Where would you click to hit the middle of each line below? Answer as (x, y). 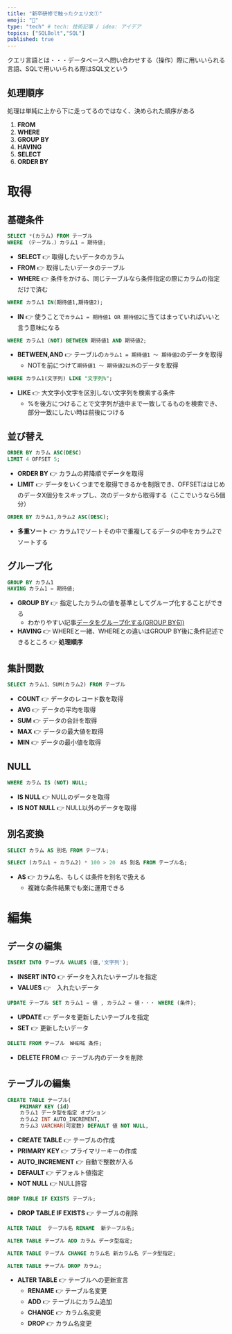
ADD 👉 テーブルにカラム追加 (70, 1302)
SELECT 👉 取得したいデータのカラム (71, 256)
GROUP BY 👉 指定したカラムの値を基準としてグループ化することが (114, 603)
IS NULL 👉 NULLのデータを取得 (63, 797)
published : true (30, 40)
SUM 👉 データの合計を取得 (57, 720)
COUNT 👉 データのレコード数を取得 (70, 699)
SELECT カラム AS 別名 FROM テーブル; (58, 850)
